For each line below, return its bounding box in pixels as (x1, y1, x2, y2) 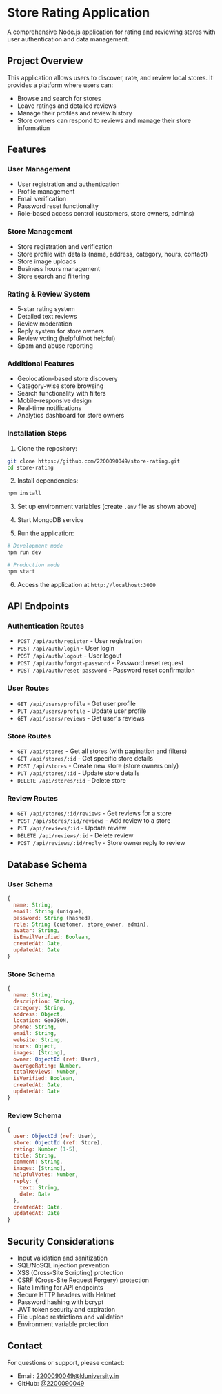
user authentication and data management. (7, 35, 130, 43)
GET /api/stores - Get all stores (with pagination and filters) (17, 747, 188, 755)
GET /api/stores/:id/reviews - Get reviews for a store (17, 809, 172, 817)
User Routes (7, 683, 50, 693)
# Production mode (7, 561, 60, 568)
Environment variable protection (17, 1320, 109, 1328)
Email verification (17, 195, 67, 203)
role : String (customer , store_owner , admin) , (13, 921, 150, 928)
